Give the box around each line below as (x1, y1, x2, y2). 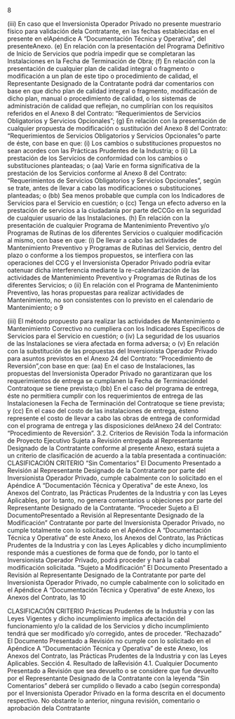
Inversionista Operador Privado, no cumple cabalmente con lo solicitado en (7, 578, 225, 586)
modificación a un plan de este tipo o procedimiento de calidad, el (7, 72, 199, 80)
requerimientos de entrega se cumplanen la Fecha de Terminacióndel (7, 377, 208, 385)
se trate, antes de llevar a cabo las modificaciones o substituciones (7, 184, 202, 192)
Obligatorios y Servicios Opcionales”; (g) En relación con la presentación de (7, 117, 227, 125)
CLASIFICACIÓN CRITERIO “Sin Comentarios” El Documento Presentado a (7, 459, 222, 467)
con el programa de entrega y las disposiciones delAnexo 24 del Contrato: (7, 422, 222, 429)
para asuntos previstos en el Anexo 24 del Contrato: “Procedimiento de (7, 354, 213, 363)
